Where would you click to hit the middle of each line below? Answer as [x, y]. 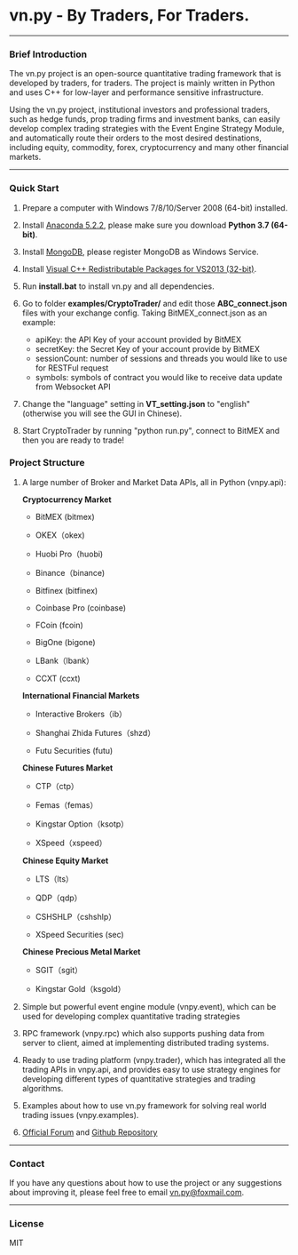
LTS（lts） [54, 879]
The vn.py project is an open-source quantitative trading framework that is [145, 74]
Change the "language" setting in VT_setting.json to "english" [136, 404]
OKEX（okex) [60, 535]
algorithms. [43, 1088]
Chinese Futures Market [67, 767]
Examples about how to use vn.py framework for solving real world [145, 1105]
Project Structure [47, 463]
